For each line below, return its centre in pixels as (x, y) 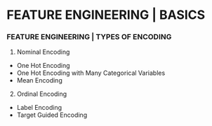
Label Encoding (39, 108)
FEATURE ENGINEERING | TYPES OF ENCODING (89, 37)
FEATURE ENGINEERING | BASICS (106, 15)
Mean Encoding (39, 80)
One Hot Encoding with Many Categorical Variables (91, 73)
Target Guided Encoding (52, 115)
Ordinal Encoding (42, 94)
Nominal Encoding (43, 52)
